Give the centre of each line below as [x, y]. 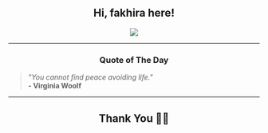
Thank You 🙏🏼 [134, 118]
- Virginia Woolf [55, 86]
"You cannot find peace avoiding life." [90, 77]
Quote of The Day [134, 60]
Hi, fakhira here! [134, 13]
